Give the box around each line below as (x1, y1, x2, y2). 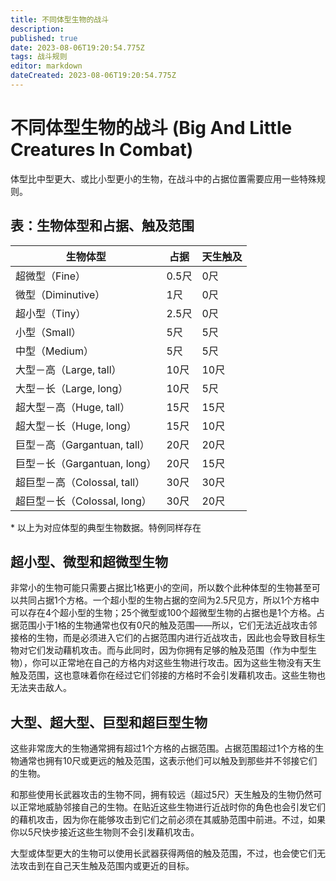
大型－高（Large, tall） (15, 362, 122, 376)
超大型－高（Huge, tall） (15, 400, 131, 414)
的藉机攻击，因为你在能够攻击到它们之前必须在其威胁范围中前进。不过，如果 (10, 814, 326, 826)
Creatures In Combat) (10, 139, 194, 161)
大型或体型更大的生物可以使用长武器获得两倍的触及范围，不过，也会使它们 (10, 847, 317, 860)
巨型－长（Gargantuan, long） (15, 456, 157, 470)
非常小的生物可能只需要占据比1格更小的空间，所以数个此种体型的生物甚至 (10, 582, 312, 594)
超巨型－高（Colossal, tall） (15, 475, 146, 489)
